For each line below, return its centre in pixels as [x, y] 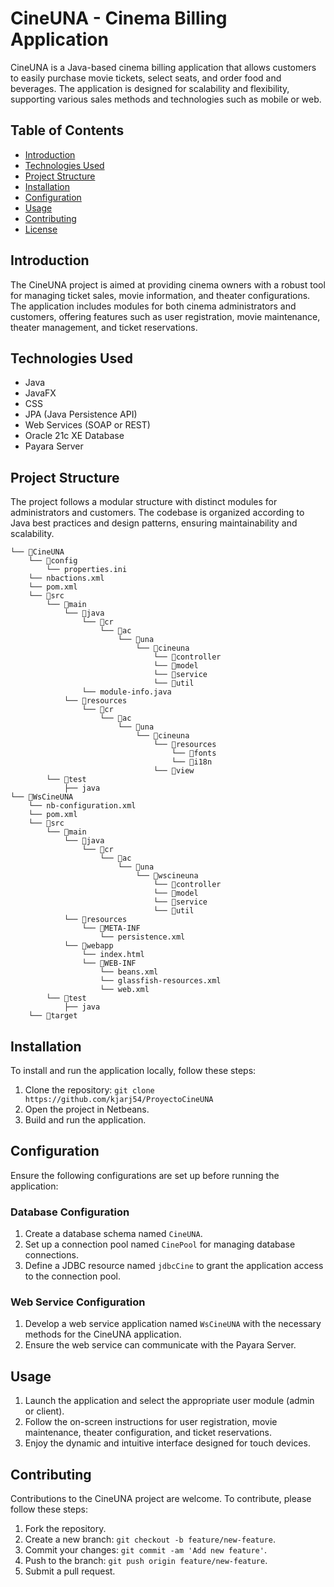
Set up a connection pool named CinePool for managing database [160, 1244]
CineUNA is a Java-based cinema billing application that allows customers [163, 67]
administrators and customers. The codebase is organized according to [157, 513]
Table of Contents [67, 130]
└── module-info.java [126, 692]
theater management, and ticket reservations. [104, 327]
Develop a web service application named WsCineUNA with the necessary [173, 1324]
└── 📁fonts [194, 753]
